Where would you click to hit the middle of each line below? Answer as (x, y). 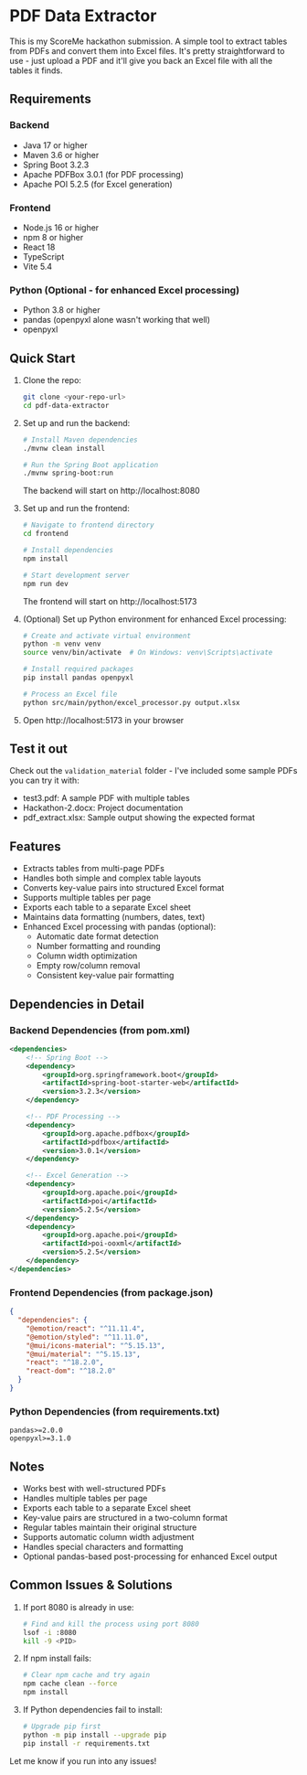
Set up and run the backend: (76, 422)
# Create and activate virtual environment (107, 636)
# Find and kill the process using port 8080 (111, 1624)
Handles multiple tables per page (85, 1498)
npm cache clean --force (70, 1684)
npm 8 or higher (53, 237)
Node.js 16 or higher (61, 227)
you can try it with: (44, 781)
